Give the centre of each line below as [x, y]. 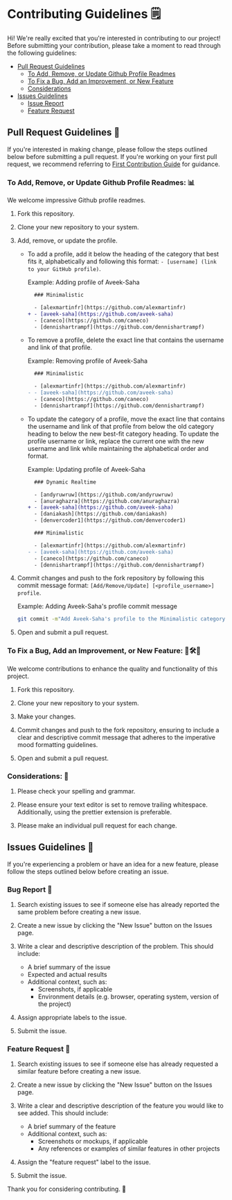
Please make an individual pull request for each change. [97, 825]
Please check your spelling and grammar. [76, 791]
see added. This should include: [63, 1113]
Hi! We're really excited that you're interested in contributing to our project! [114, 38]
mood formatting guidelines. [57, 744]
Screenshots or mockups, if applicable [93, 1142]
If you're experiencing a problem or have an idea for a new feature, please [113, 864]
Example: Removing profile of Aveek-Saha [87, 361]
